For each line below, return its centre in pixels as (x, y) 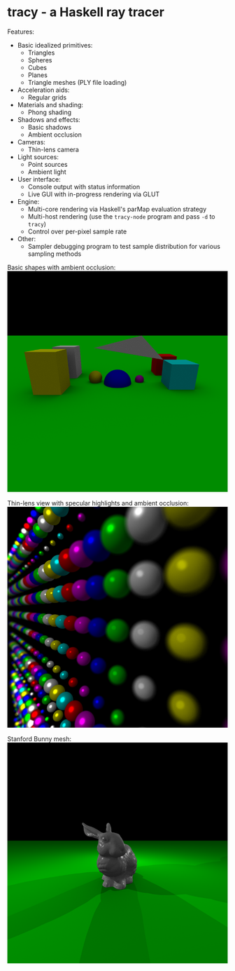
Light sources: (38, 157)
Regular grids (47, 97)
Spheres (40, 60)
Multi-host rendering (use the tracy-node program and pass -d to (121, 216)
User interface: (39, 179)
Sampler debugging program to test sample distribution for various (124, 246)
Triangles (41, 53)
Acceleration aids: (43, 90)
